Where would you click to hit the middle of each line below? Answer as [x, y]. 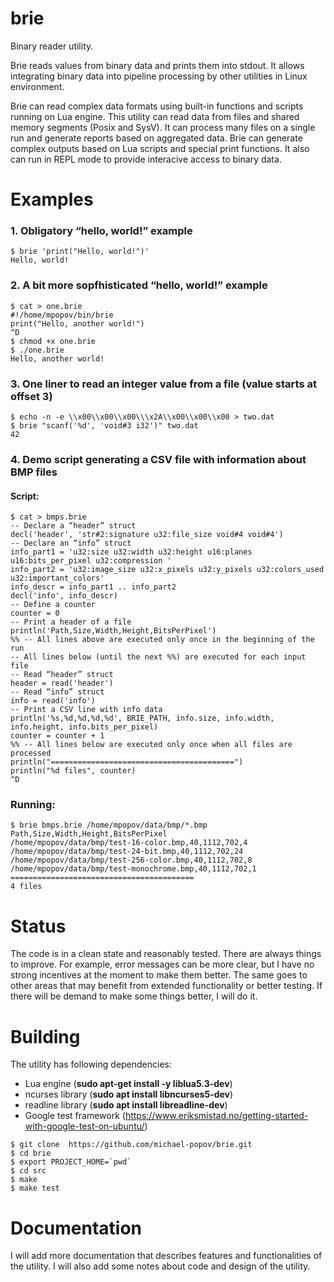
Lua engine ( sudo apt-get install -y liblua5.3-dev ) [128, 1084]
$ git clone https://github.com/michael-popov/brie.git [131, 1145]
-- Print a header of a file [71, 622]
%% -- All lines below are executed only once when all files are [151, 745]
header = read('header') [62, 683]
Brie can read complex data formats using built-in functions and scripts [157, 106]
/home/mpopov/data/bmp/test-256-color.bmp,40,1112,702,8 [131, 860]
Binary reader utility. [52, 46]
